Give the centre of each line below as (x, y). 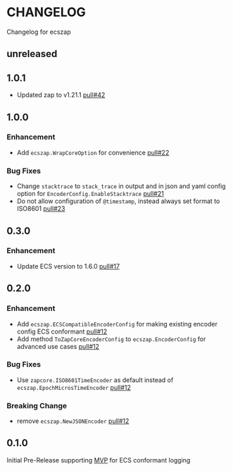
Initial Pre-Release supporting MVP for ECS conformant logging (99, 460)
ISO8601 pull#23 (41, 209)
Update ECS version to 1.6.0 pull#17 (68, 266)
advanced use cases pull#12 (58, 346)
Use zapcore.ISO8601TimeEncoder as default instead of (95, 380)
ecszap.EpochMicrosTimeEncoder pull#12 (74, 387)
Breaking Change (37, 405)
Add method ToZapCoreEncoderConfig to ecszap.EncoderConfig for (111, 338)
